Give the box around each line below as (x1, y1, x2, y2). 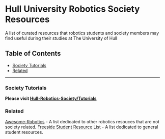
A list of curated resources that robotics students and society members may (5, 30, 159, 36)
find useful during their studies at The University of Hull (5, 35, 118, 41)
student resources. (5, 129, 43, 135)
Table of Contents (5, 49, 61, 58)
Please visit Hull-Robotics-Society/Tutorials (5, 95, 97, 101)
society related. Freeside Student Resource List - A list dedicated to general (5, 124, 158, 130)
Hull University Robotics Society (5, 3, 140, 15)
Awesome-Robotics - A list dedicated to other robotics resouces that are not (5, 119, 160, 125)
